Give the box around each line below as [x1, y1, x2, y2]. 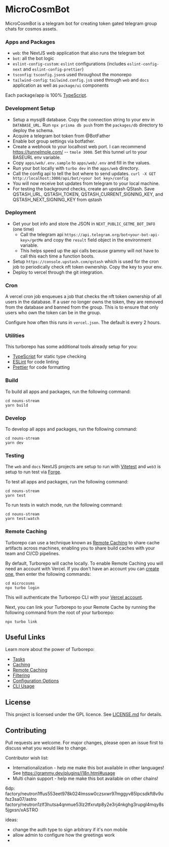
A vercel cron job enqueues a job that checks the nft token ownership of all [5, 294, 162, 300]
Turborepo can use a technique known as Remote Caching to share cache [5, 539, 160, 545]
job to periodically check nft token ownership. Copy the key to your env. [12, 264, 163, 270]
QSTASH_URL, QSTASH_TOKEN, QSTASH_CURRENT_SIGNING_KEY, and [12, 191, 163, 197]
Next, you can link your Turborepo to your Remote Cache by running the [5, 604, 156, 610]
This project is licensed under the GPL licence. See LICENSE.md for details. [5, 711, 163, 718]
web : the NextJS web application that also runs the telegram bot [12, 50, 145, 56]
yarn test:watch [5, 516, 39, 522]
